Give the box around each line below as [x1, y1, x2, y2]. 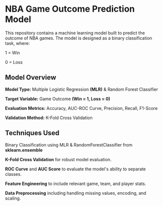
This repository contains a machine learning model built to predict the [5, 30, 145, 36]
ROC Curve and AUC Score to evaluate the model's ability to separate [5, 166, 146, 172]
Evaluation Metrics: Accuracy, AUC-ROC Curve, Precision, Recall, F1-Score [5, 105, 158, 111]
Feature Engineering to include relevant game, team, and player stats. [5, 181, 146, 186]
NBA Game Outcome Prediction [5, 3, 135, 15]
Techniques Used [5, 129, 60, 137]
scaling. [5, 195, 21, 201]
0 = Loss [5, 59, 23, 65]
